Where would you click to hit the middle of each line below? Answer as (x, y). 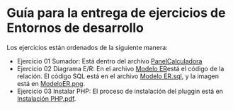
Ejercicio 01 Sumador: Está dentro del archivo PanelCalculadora (109, 61)
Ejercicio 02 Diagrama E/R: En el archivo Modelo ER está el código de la (120, 68)
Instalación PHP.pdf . (46, 98)
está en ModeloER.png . (51, 83)
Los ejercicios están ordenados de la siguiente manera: (87, 47)
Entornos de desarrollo (75, 28)
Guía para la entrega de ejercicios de (116, 13)
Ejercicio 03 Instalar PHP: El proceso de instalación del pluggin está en (120, 91)
